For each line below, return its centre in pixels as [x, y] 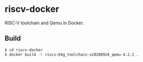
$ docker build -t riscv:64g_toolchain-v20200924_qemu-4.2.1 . [72, 55]
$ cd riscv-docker [24, 50]
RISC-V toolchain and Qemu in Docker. [44, 23]
